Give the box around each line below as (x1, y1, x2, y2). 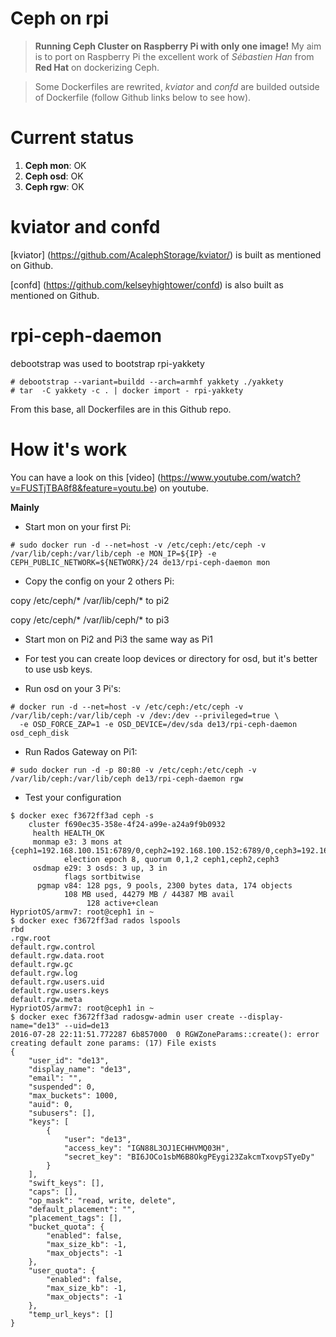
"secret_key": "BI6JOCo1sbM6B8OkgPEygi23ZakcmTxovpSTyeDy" (63, 1152, 315, 1162)
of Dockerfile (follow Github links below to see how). (34, 91, 252, 103)
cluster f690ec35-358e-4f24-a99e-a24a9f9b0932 (28, 819, 226, 829)
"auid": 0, (28, 1099, 74, 1109)
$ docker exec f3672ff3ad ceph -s (10, 810, 155, 821)
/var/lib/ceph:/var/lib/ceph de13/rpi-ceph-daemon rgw (10, 773, 244, 784)
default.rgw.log (10, 968, 78, 978)
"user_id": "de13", (28, 1055, 110, 1066)
